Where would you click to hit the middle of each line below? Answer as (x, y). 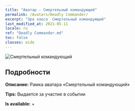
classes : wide (20, 42)
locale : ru (16, 28)
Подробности (28, 72)
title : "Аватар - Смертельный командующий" (51, 10)
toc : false (16, 38)
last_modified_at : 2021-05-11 (37, 24)
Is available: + (20, 103)
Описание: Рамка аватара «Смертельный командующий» (67, 84)
